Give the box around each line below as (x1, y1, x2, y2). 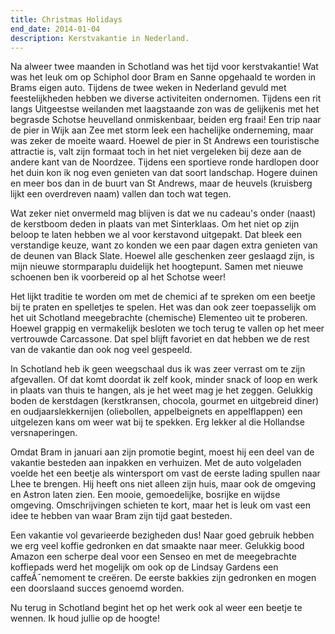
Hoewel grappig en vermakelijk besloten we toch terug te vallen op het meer (10, 322, 325, 335)
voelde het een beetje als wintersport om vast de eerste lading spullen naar (10, 467, 321, 480)
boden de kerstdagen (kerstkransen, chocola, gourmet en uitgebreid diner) (10, 395, 320, 407)
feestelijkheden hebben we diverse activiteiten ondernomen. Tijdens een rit (10, 92, 322, 105)
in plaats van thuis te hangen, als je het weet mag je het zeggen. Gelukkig (10, 384, 313, 396)
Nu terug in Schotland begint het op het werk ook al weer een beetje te (10, 602, 303, 614)
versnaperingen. (10, 427, 78, 439)
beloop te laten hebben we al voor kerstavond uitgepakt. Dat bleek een (10, 229, 302, 241)
